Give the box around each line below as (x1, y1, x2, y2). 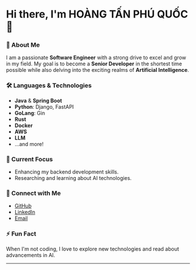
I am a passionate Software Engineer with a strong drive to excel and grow (6, 54, 187, 61)
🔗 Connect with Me (6, 189, 61, 197)
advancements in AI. (6, 251, 55, 258)
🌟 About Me (6, 41, 40, 49)
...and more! (14, 140, 44, 147)
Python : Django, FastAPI (14, 103, 74, 110)
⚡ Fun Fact (6, 230, 37, 238)
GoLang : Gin (14, 109, 45, 116)
